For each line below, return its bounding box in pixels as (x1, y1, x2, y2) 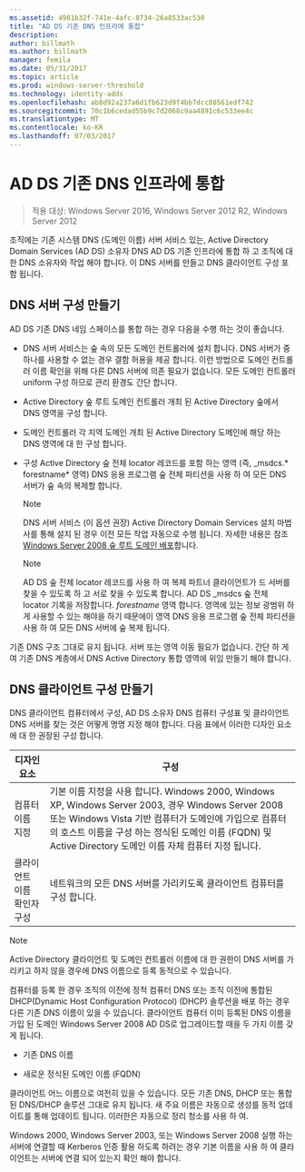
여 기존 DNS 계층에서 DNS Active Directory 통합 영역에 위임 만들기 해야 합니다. (9, 652, 292, 663)
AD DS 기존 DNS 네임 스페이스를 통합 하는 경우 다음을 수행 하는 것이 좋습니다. (9, 323, 285, 334)
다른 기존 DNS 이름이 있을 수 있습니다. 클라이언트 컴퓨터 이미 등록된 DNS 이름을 (9, 1008, 292, 1018)
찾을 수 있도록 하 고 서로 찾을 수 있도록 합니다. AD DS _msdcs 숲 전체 (22, 588, 269, 599)
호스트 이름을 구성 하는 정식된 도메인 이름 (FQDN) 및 (60, 826, 272, 839)
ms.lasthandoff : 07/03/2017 (9, 132, 116, 141)
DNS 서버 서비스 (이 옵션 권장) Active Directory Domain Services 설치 (22, 517, 275, 528)
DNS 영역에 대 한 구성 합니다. (22, 438, 127, 449)
